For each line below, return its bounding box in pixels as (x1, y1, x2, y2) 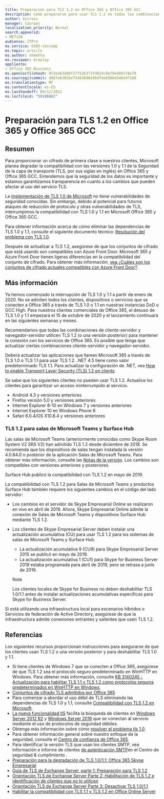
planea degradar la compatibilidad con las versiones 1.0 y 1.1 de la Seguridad (5, 163, 159, 169)
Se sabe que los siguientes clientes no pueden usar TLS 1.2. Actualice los (5, 377, 153, 383)
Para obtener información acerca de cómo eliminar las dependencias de (5, 224, 150, 229)
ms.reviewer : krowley (5, 57, 49, 62)
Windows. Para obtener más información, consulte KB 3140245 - (12, 674, 143, 680)
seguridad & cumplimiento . (12, 752, 67, 758)
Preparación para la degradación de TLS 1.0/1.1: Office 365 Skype (12, 757, 144, 763)
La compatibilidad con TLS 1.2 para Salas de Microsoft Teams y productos (5, 481, 155, 487)
